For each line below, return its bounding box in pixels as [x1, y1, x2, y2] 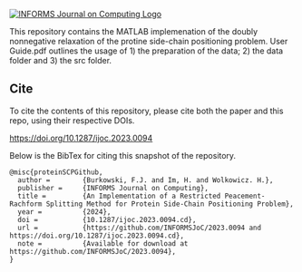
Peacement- [224, 191, 266, 200]
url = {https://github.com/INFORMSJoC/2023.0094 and [17, 223, 261, 232]
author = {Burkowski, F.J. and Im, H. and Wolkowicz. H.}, [17, 175, 274, 185]
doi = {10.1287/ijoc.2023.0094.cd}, [17, 215, 197, 224]
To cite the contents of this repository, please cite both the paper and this [9, 105, 284, 116]
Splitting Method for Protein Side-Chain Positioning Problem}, [45, 199, 295, 209]
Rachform [9, 199, 43, 209]
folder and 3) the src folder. [9, 55, 112, 65]
